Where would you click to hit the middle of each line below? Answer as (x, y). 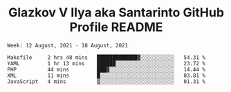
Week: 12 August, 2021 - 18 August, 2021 (68, 45)
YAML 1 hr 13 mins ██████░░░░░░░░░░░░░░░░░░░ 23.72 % (107, 63)
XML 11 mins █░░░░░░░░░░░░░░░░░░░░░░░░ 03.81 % (107, 76)
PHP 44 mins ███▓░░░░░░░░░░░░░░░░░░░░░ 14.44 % (107, 69)
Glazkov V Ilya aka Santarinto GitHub (116, 13)
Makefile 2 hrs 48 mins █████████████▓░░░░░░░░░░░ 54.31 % (107, 57)
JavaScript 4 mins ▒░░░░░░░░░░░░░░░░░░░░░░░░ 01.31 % (107, 81)
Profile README (116, 27)
